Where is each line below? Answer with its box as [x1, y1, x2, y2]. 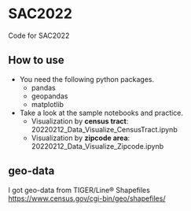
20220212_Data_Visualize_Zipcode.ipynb [31, 141, 164, 150]
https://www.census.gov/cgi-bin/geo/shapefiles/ [8, 194, 166, 203]
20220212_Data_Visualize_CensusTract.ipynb [31, 124, 178, 134]
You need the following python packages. [19, 74, 155, 83]
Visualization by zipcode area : [31, 133, 130, 143]
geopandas [31, 91, 68, 101]
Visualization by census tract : [31, 116, 129, 126]
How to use [8, 54, 64, 67]
